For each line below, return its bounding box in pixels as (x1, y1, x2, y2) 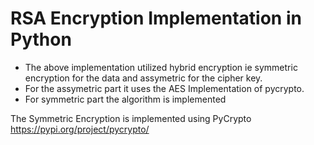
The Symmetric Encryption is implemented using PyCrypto (10, 112, 252, 124)
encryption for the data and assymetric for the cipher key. (24, 72, 263, 84)
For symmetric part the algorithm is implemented (24, 93, 227, 105)
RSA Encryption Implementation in (10, 7, 302, 30)
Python (10, 28, 72, 51)
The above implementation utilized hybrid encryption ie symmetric (24, 61, 298, 73)
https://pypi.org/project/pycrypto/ (10, 123, 150, 135)
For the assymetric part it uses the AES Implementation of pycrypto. (24, 82, 305, 94)
